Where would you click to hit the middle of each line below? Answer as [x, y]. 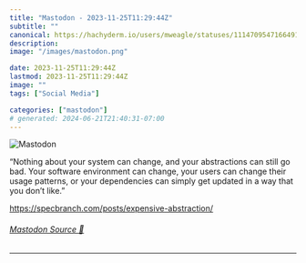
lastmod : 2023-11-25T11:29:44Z [69, 77]
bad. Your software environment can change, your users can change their [148, 172]
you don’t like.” [37, 191]
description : [34, 43]
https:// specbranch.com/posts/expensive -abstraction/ [112, 208]
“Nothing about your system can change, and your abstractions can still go [150, 162]
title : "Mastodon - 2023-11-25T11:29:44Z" [91, 18]
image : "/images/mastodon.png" [69, 52]
